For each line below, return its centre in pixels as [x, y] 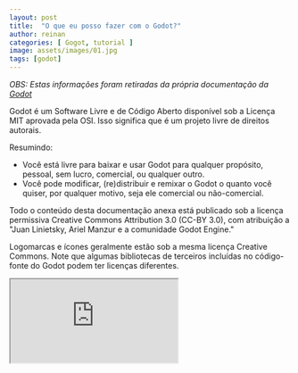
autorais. [25, 130]
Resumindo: [31, 147]
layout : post [33, 17]
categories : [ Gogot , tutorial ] [71, 42]
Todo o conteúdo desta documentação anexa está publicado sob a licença [146, 210]
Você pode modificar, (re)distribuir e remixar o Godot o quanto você [147, 183]
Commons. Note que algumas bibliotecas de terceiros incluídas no [131, 256]
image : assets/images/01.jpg [63, 51]
